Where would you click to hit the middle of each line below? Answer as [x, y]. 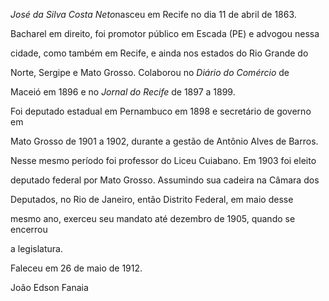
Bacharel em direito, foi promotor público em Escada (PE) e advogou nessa [165, 33]
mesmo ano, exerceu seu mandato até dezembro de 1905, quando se [153, 218]
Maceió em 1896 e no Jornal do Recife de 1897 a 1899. [123, 92]
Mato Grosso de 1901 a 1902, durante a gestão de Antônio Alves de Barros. [164, 141]
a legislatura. [36, 248]
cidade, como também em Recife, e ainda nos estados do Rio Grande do [159, 53]
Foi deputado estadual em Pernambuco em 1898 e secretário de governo [161, 111]
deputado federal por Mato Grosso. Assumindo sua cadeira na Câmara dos [165, 180]
